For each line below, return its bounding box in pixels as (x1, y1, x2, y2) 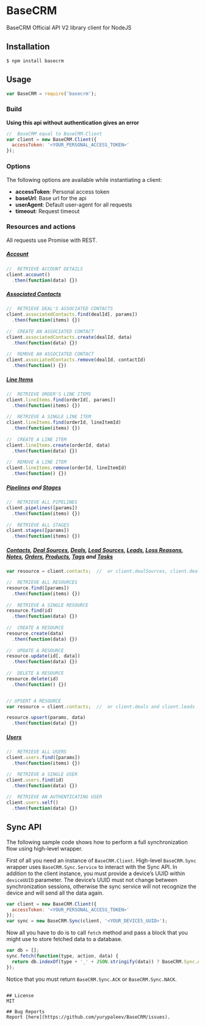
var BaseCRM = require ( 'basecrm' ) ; (6, 90, 97, 96)
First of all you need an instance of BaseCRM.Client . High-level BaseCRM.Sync (6, 856, 196, 864)
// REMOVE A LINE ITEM (6, 459, 67, 465)
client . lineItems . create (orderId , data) (6, 442, 111, 448)
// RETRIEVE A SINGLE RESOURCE (6, 602, 88, 608)
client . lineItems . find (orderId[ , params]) (6, 396, 116, 403)
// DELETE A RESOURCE (6, 670, 64, 677)
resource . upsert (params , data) (6, 715, 86, 721)
